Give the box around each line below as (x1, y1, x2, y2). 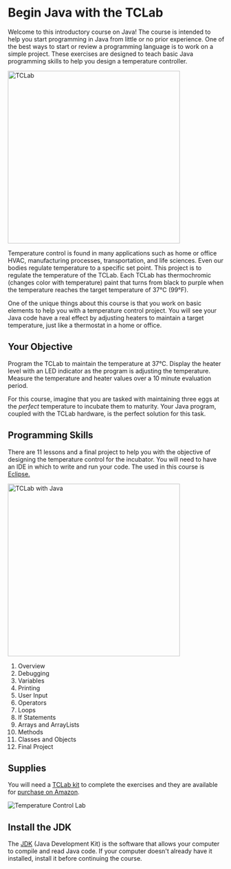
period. (8, 381, 28, 389)
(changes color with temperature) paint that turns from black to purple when (8, 278, 224, 286)
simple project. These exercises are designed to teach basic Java (8, 50, 194, 58)
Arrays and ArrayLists (17, 720, 80, 729)
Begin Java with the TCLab (8, 5, 164, 21)
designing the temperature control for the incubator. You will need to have (8, 455, 217, 463)
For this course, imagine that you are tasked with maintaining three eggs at (8, 395, 219, 403)
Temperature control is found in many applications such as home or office (8, 248, 217, 257)
